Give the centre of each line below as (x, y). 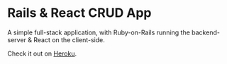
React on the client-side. (69, 39)
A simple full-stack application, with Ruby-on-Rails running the (99, 32)
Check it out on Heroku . (42, 53)
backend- (205, 32)
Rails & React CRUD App (79, 13)
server (17, 39)
